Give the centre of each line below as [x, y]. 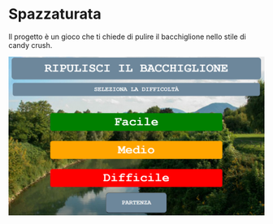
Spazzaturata [55, 14]
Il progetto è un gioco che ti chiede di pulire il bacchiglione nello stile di [127, 37]
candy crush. [30, 45]
